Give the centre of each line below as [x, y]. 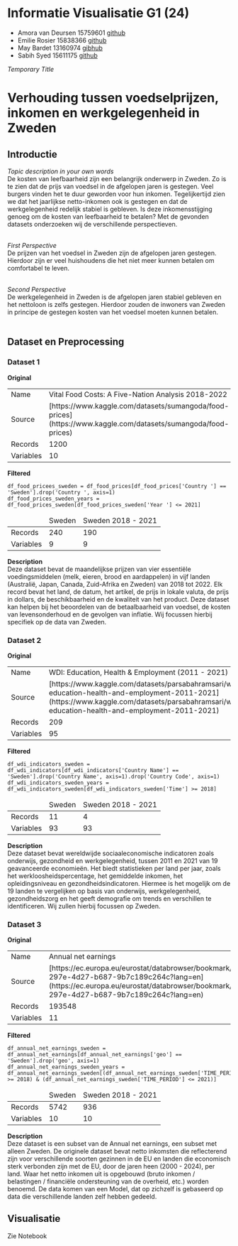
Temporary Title [31, 69]
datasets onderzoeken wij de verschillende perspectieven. [92, 224]
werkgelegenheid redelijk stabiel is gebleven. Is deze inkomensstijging [110, 209]
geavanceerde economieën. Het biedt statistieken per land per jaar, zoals [114, 868]
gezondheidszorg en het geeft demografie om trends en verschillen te [109, 898]
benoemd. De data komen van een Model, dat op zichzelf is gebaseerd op [115, 1188]
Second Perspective [37, 289]
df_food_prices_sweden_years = [53, 499]
